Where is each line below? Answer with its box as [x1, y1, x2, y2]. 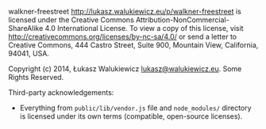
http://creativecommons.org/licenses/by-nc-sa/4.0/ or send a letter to [8, 32, 237, 41]
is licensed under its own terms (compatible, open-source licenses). [19, 112, 243, 121]
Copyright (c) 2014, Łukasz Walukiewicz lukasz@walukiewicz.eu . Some [8, 64, 242, 74]
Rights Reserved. [8, 73, 64, 82]
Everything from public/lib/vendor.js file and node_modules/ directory [19, 103, 252, 112]
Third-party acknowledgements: [8, 88, 114, 97]
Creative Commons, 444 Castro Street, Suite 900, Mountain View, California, [8, 40, 259, 50]
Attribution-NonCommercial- [135, 15, 229, 25]
